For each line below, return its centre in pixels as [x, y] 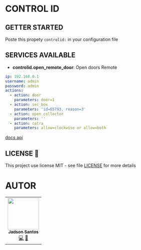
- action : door [25, 95]
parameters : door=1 [34, 100]
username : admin [22, 81]
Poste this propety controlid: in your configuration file [62, 39]
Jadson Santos [23, 232]
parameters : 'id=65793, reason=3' [50, 109]
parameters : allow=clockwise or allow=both [60, 128]
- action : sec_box [29, 105]
